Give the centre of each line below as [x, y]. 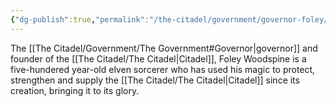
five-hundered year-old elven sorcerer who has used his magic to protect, [163, 69]
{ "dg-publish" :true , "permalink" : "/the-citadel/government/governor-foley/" [171, 19]
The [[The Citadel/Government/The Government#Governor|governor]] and [164, 48]
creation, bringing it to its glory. [75, 90]
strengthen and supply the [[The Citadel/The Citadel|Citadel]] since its [155, 80]
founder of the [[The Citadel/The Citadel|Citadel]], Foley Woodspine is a [158, 58]
